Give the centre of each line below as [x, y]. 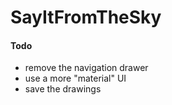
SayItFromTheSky [86, 17]
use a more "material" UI [75, 78]
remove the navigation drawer [86, 68]
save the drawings [63, 89]
